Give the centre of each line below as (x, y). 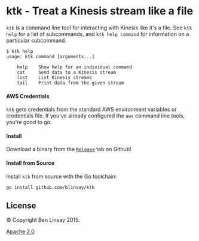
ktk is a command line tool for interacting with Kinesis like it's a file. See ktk (99, 28)
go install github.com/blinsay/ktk (50, 187)
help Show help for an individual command (75, 67)
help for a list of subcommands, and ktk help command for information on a (98, 34)
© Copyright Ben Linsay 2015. (43, 220)
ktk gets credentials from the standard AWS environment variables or (92, 110)
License (21, 205)
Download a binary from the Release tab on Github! (69, 149)
